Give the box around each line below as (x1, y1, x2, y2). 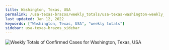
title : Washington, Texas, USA (5, 7, 71, 12)
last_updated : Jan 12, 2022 (5, 16, 64, 21)
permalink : (5, 12, 28, 17)
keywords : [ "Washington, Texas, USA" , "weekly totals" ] (5, 21, 125, 26)
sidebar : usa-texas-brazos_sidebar (5, 26, 80, 31)
